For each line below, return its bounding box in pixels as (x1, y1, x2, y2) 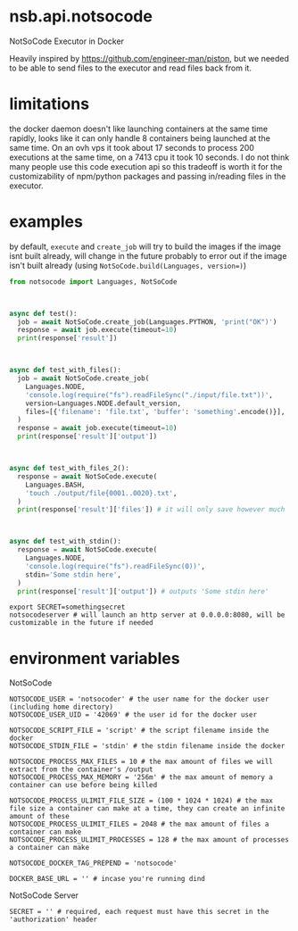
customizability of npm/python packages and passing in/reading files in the (9, 170, 286, 181)
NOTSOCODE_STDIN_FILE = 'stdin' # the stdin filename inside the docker (9, 742, 286, 751)
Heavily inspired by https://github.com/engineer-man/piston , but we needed (9, 53, 290, 63)
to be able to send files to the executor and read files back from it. (9, 62, 252, 73)
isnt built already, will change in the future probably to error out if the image (9, 250, 287, 261)
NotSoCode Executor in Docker (9, 36, 125, 46)
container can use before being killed (9, 781, 158, 790)
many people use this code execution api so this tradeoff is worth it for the (9, 161, 283, 171)
